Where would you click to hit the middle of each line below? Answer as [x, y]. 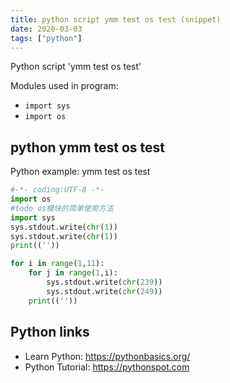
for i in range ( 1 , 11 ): [57, 264]
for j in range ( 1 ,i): [73, 273]
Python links [50, 332]
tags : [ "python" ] [46, 38]
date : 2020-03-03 [46, 29]
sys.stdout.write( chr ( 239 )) [104, 282]
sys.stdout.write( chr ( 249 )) [104, 291]
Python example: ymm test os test [80, 172]
